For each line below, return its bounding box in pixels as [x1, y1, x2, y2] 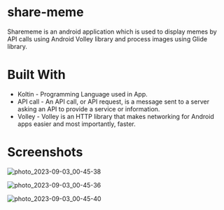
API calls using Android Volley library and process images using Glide [7, 34, 208, 43]
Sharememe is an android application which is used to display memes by [7, 27, 217, 36]
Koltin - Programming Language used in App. [17, 90, 148, 98]
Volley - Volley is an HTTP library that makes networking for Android [17, 112, 215, 120]
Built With [7, 67, 66, 83]
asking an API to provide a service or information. [17, 104, 160, 113]
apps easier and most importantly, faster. [17, 120, 136, 128]
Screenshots [7, 144, 83, 160]
